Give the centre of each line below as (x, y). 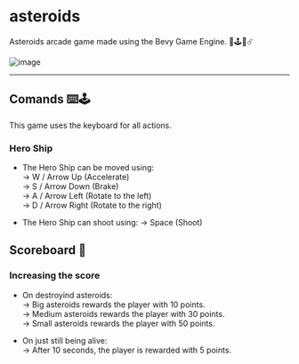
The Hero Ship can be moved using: (88, 168)
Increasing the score (55, 275)
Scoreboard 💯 (48, 250)
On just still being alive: (65, 340)
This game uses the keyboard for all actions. (90, 125)
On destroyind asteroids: (67, 295)
